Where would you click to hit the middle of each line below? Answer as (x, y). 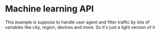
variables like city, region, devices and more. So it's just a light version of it (80, 27)
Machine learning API (50, 9)
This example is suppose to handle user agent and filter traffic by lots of (77, 22)
